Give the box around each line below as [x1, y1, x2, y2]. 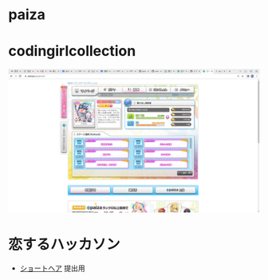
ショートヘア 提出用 [19, 263, 85, 273]
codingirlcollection [8, 42, 136, 61]
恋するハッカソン [8, 235, 121, 253]
